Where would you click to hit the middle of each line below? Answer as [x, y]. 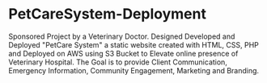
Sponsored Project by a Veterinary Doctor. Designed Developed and [122, 36]
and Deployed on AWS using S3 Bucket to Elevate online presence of [123, 53]
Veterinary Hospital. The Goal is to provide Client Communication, [118, 62]
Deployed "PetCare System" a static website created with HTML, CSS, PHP [133, 44]
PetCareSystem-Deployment [107, 14]
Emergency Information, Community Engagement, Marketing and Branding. [134, 70]
